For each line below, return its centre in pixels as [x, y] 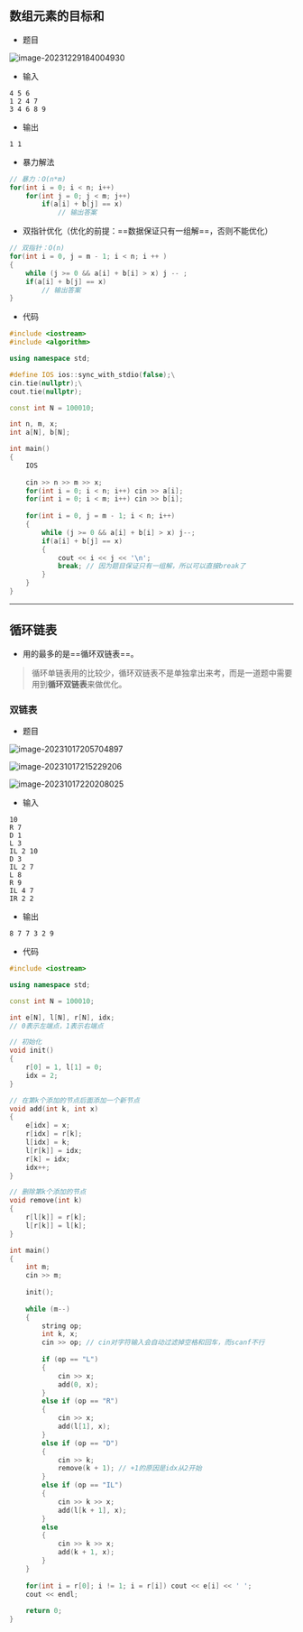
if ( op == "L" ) [70, 1360]
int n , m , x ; [34, 424]
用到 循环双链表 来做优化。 [79, 684]
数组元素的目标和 [57, 16]
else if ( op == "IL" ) [83, 1485]
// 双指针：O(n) [37, 248]
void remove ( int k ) [46, 1201]
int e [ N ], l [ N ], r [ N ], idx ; [62, 1018]
